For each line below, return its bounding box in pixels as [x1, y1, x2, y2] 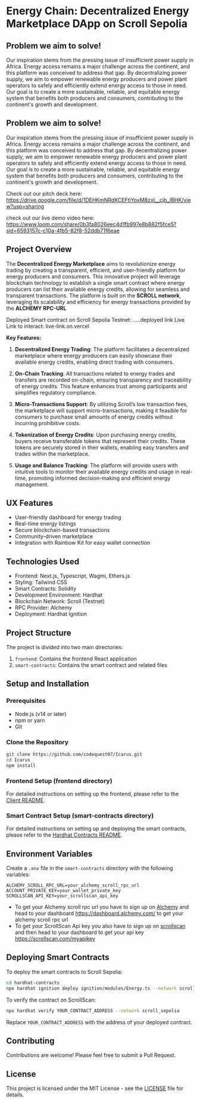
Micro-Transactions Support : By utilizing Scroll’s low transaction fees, [14, 400, 189, 407]
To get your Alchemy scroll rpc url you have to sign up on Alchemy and [14, 904, 189, 911]
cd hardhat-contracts [6, 979, 60, 986]
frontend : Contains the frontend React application [14, 655, 137, 662]
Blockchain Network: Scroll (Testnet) [14, 598, 105, 605]
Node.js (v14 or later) [14, 710, 67, 717]
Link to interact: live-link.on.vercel [6, 322, 89, 330]
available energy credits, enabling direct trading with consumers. [14, 358, 174, 365]
